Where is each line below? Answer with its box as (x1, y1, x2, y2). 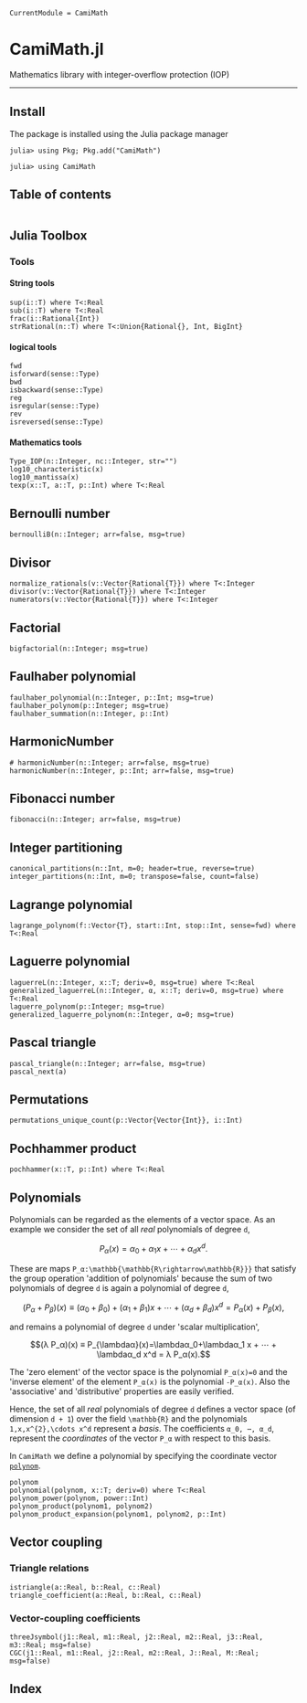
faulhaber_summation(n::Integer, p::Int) (9, 709, 170, 718)
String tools (9, 278, 55, 289)
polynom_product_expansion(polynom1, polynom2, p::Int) (9, 1509, 227, 1518)
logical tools (9, 341, 58, 352)
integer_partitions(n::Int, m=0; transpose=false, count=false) (9, 873, 259, 882)
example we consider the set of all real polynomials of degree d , (9, 1224, 251, 1235)
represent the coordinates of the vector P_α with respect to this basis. (9, 1433, 271, 1444)
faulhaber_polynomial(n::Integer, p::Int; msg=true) (9, 693, 215, 703)
